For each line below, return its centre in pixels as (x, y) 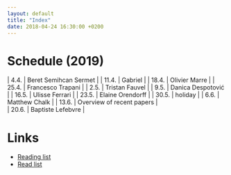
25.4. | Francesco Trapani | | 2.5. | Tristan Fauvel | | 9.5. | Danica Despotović (116, 87)
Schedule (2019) (55, 61)
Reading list (34, 157)
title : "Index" (29, 20)
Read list (30, 165)
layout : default (31, 14)
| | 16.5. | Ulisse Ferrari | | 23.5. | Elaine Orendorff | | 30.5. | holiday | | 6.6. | (113, 95)
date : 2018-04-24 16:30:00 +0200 (55, 26)
